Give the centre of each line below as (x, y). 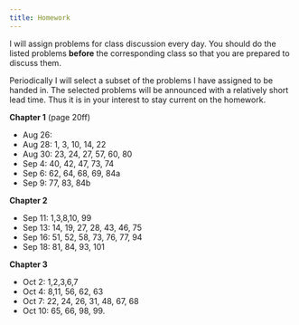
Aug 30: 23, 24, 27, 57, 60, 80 (77, 154)
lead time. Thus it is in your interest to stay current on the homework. (138, 100)
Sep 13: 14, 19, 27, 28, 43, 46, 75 (82, 227)
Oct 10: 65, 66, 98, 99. (64, 311)
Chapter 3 (28, 264)
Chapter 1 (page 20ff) (50, 117)
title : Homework (40, 18)
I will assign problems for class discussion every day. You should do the (143, 43)
